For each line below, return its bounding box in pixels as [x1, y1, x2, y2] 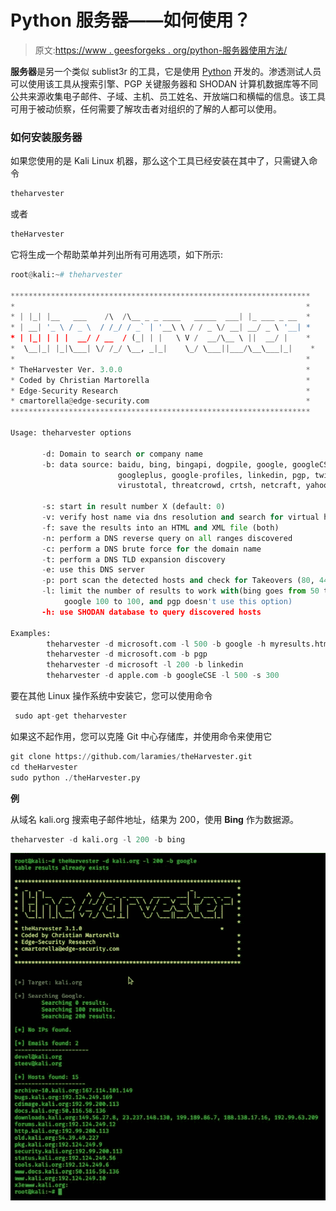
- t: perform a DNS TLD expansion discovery [41, 554, 226, 565]
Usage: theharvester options [10, 428, 132, 438]
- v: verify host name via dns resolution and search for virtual [41, 512, 320, 523]
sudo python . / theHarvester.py [10, 772, 141, 783]
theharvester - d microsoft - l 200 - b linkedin [46, 660, 244, 670]
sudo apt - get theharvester [14, 711, 128, 721]
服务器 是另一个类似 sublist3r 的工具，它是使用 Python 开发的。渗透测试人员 [10, 65, 322, 77]
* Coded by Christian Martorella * [10, 375, 311, 385]
